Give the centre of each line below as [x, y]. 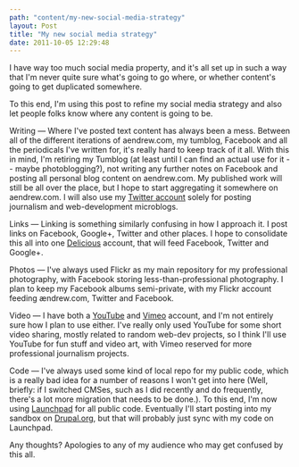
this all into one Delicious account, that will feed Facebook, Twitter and [139, 243]
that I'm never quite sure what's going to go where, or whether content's [143, 78]
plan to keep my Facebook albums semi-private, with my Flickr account [141, 289]
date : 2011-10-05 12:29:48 [59, 42]
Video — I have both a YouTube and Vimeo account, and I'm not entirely [141, 316]
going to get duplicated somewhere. [76, 87]
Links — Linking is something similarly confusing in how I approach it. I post [149, 224]
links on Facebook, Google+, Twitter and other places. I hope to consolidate [149, 234]
